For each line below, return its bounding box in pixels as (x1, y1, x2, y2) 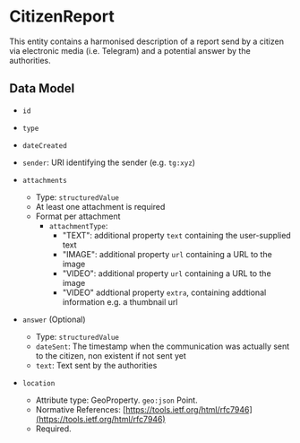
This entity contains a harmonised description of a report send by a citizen (9, 36, 285, 47)
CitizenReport (9, 6, 115, 27)
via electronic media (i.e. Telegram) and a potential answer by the (9, 45, 251, 56)
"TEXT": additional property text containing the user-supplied (62, 230, 291, 240)
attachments (21, 176, 67, 185)
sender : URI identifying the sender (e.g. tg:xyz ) (21, 157, 195, 168)
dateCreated (21, 141, 67, 150)
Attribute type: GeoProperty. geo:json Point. (35, 395, 199, 405)
